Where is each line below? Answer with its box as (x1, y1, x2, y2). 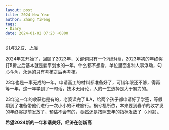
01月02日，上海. (5, 45, 39, 51)
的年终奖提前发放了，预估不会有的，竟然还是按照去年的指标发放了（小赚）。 (5, 109, 162, 115)
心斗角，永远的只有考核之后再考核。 (5, 69, 80, 75)
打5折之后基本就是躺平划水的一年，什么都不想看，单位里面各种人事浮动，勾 (5, 62, 162, 68)
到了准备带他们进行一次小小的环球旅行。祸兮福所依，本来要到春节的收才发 (9, 103, 164, 108)
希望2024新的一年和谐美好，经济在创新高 (5, 119, 92, 125)
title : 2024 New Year (5, 12, 51, 17)
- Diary (5, 26, 22, 31)
